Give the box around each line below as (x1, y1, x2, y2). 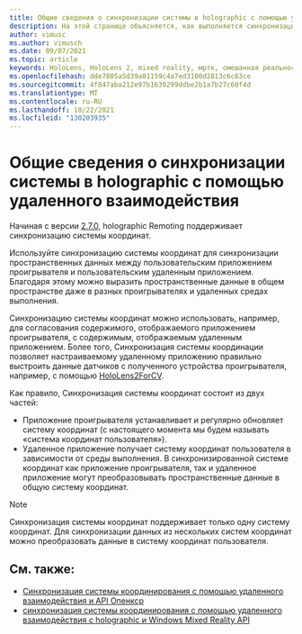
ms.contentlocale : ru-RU (9, 96, 102, 106)
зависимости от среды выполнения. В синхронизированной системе (22, 453, 289, 464)
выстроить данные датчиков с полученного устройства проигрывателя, (9, 361, 288, 372)
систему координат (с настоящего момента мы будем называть (22, 424, 270, 435)
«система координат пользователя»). (22, 434, 168, 445)
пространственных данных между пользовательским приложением (9, 258, 272, 268)
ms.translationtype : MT (9, 88, 99, 97)
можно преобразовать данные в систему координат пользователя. (9, 536, 269, 547)
